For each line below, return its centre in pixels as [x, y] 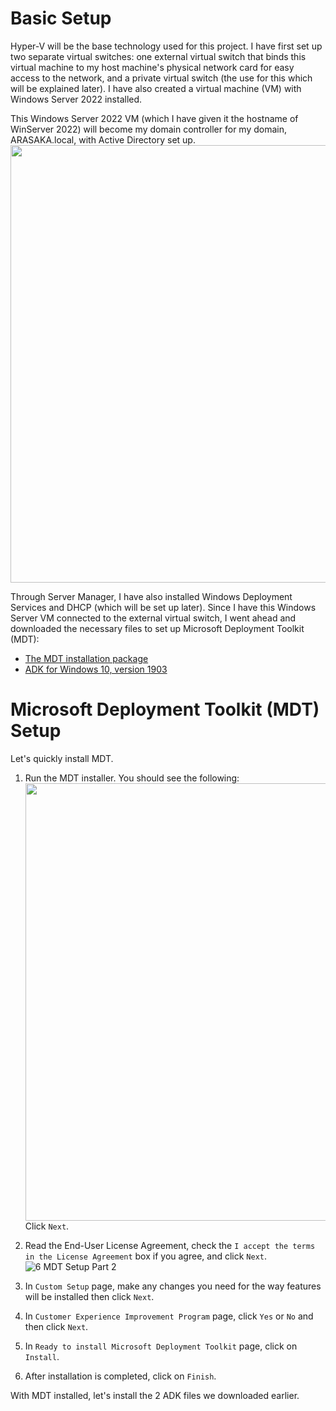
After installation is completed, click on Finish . [120, 1376]
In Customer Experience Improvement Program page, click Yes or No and [169, 1316]
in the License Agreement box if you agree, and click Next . [146, 1256]
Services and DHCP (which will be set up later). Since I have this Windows [163, 607]
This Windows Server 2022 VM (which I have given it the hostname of [154, 118]
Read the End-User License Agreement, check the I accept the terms [170, 1245]
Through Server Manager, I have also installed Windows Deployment [151, 596]
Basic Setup [61, 18]
